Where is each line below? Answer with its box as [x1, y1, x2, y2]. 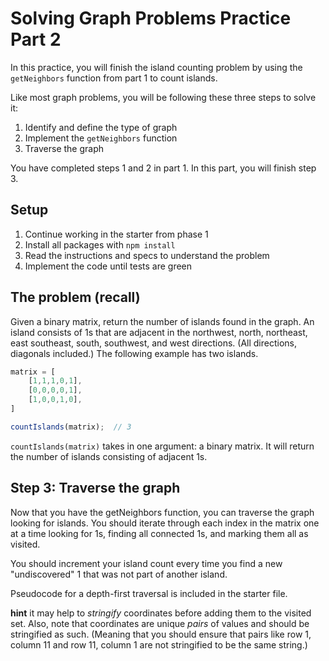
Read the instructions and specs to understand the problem [24, 249, 270, 261]
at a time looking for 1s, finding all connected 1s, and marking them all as [10, 527, 309, 539]
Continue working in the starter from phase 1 [24, 228, 209, 240]
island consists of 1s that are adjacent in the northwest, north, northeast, [10, 326, 308, 338]
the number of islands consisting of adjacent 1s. [10, 450, 208, 462]
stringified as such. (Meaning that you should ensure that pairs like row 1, [10, 628, 312, 640]
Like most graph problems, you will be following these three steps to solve [10, 91, 317, 103]
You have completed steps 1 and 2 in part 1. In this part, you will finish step [10, 162, 317, 174]
